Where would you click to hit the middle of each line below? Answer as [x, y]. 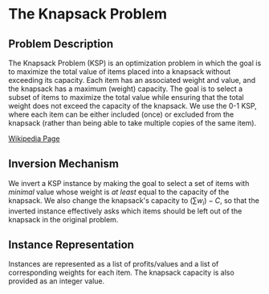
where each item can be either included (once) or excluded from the [121, 114]
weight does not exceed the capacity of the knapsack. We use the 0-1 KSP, [132, 106]
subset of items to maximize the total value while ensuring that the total [126, 97]
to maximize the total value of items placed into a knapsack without [120, 72]
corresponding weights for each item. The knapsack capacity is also [121, 273]
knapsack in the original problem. [63, 219]
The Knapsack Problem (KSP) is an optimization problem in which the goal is [135, 63]
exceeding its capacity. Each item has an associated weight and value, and [132, 80]
